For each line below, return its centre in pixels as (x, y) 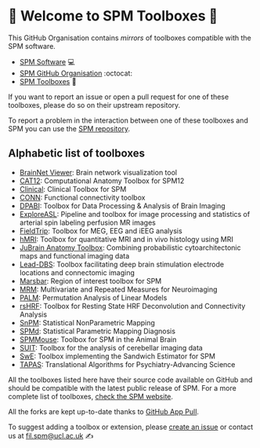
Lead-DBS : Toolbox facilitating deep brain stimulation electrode (122, 264)
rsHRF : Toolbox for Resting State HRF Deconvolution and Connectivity (132, 306)
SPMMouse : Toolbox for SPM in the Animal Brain (98, 339)
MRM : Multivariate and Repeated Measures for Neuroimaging (118, 289)
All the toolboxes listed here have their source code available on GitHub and (130, 380)
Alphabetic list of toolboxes (77, 154)
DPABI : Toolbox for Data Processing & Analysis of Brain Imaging (122, 206)
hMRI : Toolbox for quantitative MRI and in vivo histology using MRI (126, 239)
